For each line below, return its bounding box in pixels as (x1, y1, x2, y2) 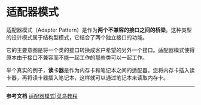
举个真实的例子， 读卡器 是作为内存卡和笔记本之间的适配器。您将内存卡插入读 (6, 66, 195, 73)
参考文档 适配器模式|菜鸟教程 (6, 92, 78, 99)
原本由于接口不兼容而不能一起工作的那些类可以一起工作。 (6, 54, 148, 61)
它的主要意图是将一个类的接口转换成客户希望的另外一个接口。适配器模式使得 (6, 46, 195, 54)
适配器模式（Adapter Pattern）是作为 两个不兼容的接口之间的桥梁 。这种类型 (6, 26, 193, 33)
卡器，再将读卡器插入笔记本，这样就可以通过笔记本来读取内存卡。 (6, 74, 169, 81)
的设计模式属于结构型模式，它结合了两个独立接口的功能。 (6, 33, 148, 41)
